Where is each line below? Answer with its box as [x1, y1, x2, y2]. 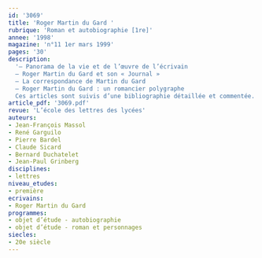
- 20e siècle [8, 238, 51, 246]
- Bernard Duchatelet [8, 150, 79, 158]
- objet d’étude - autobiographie [8, 216, 122, 224]
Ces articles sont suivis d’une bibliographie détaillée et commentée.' [15, 92, 259, 100]
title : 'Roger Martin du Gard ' [8, 19, 114, 27]
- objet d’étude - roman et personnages [8, 223, 143, 232]
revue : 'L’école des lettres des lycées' [8, 107, 146, 115]
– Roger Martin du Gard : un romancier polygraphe [15, 84, 185, 93]
